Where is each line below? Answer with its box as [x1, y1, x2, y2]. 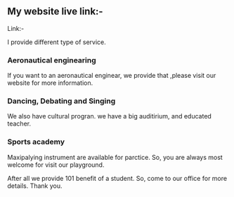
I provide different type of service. [7, 38, 107, 46]
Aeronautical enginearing [7, 55, 96, 65]
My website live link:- [7, 6, 103, 18]
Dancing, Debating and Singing [7, 96, 116, 106]
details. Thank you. [7, 182, 63, 190]
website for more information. [7, 79, 93, 87]
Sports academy [7, 137, 65, 147]
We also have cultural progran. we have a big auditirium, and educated [7, 112, 212, 121]
